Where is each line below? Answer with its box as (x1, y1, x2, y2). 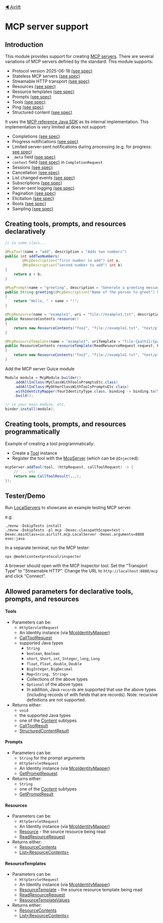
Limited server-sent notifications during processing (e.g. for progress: (12, 144, 152, 149)
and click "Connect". (5, 573, 46, 579)
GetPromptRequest (19, 770, 58, 776)
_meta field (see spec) (12, 154, 56, 160)
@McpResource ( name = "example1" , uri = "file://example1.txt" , (5, 312, 136, 317)
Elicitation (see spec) (12, 196, 54, 201)
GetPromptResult (19, 791, 54, 797)
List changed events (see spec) (12, 175, 75, 181)
